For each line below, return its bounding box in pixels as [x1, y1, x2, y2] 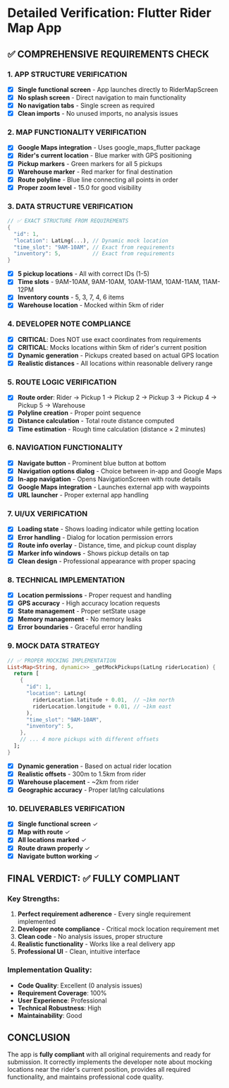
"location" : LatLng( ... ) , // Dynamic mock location [13, 237, 169, 244]
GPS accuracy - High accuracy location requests [17, 599, 161, 608]
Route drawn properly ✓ [17, 844, 90, 852]
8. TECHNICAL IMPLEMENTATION [7, 574, 125, 584]
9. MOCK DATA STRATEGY [7, 641, 100, 651]
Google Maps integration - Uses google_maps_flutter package [17, 143, 201, 152]
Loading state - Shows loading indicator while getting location [17, 525, 199, 533]
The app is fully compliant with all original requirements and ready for [7, 1051, 211, 1059]
